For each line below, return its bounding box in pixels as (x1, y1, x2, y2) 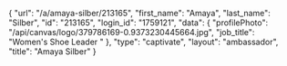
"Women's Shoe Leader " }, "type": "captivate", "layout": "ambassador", (8, 36, 279, 47)
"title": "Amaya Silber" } (8, 46, 97, 57)
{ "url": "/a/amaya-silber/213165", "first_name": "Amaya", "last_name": (8, 8, 271, 18)
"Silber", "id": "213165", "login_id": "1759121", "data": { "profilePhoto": (8, 17, 269, 28)
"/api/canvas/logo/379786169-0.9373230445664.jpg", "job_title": (8, 27, 255, 37)
